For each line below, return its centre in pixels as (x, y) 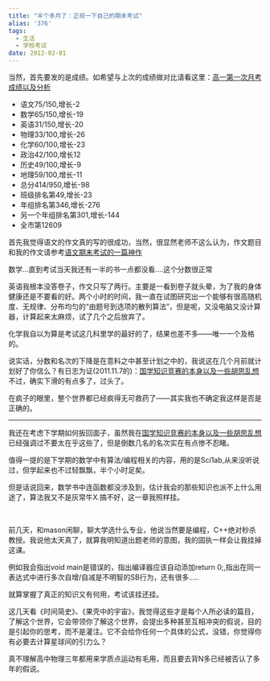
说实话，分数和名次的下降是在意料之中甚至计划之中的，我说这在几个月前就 (131, 361)
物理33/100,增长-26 (53, 134)
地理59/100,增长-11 (51, 175)
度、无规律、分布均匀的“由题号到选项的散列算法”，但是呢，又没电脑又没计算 (135, 306)
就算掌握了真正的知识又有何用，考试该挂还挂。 (86, 594)
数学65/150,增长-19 (52, 114)
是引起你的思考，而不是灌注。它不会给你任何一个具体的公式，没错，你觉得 (131, 631)
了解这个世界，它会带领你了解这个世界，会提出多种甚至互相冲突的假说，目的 (135, 621)
